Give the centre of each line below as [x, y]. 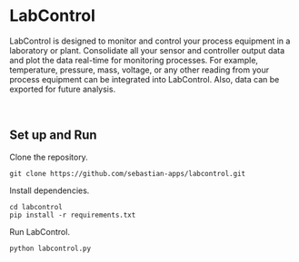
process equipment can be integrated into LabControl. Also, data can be [145, 79]
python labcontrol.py [50, 248]
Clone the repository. [49, 157]
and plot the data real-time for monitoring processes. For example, [134, 60]
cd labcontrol [36, 207]
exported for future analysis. [63, 89]
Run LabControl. [40, 231]
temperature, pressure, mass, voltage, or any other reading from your [140, 70]
